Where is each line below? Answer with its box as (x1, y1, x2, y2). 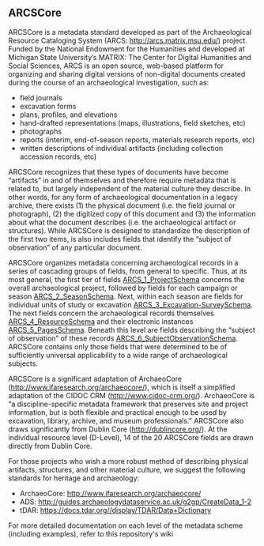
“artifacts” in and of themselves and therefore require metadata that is (8, 175, 236, 185)
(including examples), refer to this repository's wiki (8, 529, 174, 538)
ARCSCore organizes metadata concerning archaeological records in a (8, 258, 239, 267)
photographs (19, 126, 62, 136)
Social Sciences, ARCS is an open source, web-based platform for (8, 61, 224, 70)
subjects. (8, 359, 38, 368)
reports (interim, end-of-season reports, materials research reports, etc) (19, 134, 255, 145)
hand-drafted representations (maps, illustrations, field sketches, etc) (19, 118, 247, 127)
